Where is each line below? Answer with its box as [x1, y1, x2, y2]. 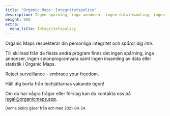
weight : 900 [5, 17, 31, 22]
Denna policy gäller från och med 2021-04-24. [5, 106, 87, 111]
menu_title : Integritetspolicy [10, 26, 76, 32]
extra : [5, 21, 19, 27]
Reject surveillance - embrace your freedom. [5, 71, 99, 77]
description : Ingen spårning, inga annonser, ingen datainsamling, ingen [5, 12, 165, 17]
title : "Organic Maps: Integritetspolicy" [5, 7, 97, 13]
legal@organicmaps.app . [5, 96, 58, 102]
